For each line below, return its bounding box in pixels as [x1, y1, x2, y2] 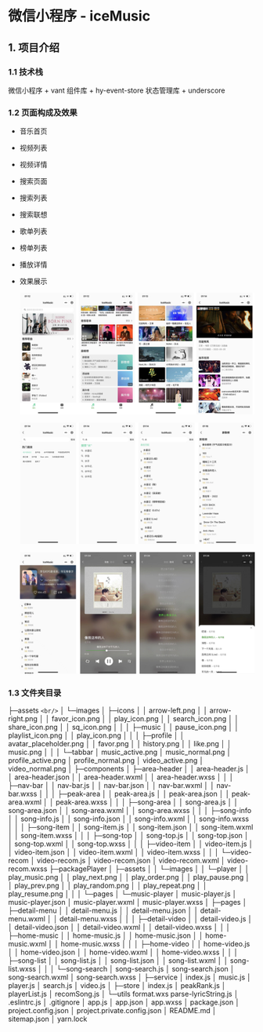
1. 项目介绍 [8, 41, 60, 54]
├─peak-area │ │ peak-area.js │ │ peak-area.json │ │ [57, 789, 230, 799]
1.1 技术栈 [8, 66, 44, 77]
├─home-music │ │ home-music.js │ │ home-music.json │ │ [8, 931, 204, 940]
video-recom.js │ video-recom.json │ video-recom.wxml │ [36, 856, 225, 866]
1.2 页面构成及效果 [8, 107, 78, 118]
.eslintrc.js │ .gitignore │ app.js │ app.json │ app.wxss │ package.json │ [8, 997, 240, 1007]
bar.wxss [8, 789, 38, 799]
